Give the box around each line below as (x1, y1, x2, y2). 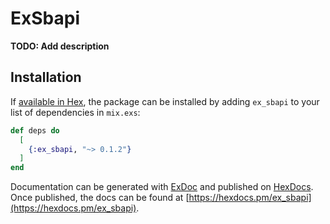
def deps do (10, 125, 60, 136)
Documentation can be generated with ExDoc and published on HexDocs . (10, 181, 314, 193)
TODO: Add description (10, 40, 110, 52)
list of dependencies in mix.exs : (10, 106, 141, 118)
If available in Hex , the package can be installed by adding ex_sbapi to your (10, 95, 320, 107)
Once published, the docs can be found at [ (10, 192, 190, 204)
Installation (10, 69, 82, 86)
